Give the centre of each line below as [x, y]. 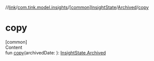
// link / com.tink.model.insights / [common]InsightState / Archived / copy [77, 7]
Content [14, 47]
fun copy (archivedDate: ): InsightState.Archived [56, 52]
